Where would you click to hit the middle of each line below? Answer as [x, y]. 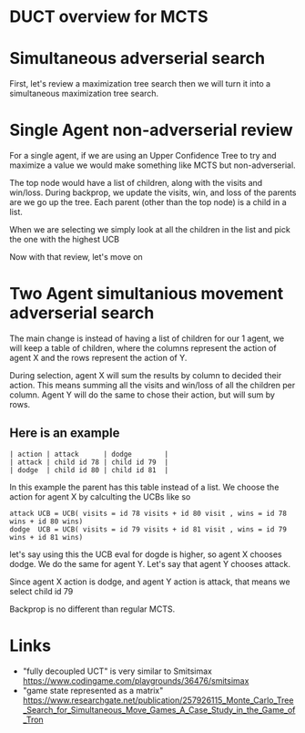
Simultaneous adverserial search [137, 59]
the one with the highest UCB [65, 240]
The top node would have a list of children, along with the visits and [136, 183]
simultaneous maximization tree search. [84, 94]
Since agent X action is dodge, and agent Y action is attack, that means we [150, 582]
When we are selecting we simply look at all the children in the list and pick [150, 230]
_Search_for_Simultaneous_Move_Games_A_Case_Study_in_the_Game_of [159, 709]
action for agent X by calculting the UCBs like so [100, 496]
